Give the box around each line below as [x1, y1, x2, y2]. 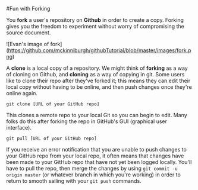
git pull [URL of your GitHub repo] [6, 136, 97, 141]
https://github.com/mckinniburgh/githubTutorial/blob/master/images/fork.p [8, 47, 191, 54]
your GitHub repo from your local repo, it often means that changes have [6, 152, 184, 159]
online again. [6, 90, 37, 96]
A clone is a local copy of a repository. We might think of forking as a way [6, 65, 188, 72]
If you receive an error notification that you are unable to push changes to [6, 146, 187, 153]
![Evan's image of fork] [6, 41, 62, 47]
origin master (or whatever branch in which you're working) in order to [6, 171, 181, 178]
